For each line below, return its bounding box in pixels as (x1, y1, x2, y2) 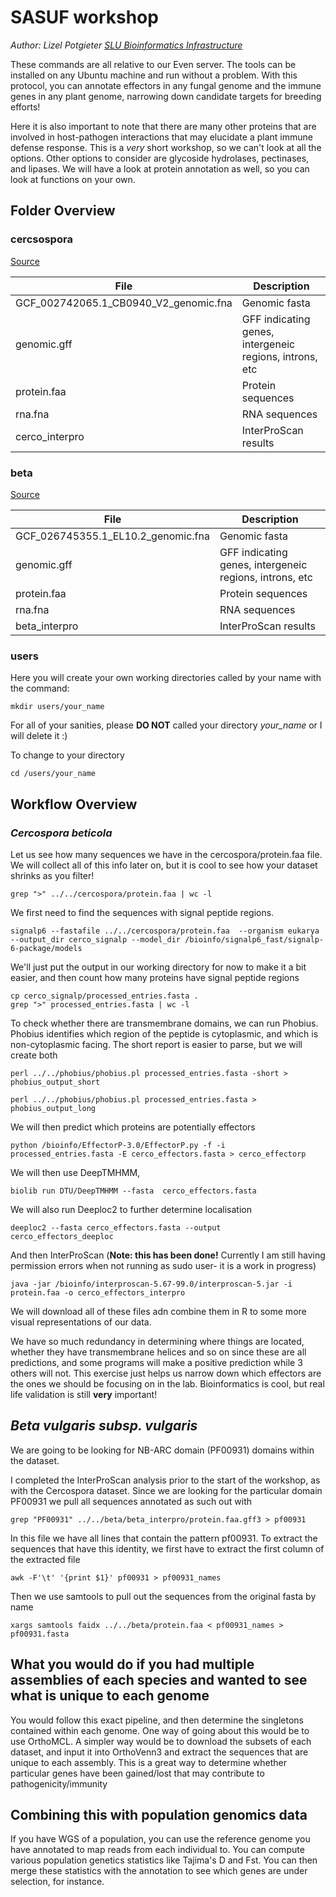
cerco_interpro (15, 429, 85, 443)
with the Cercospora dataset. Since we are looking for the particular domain (10, 1484, 323, 1496)
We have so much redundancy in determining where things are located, (10, 1335, 305, 1347)
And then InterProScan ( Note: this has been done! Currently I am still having (10, 1249, 326, 1261)
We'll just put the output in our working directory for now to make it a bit (10, 961, 307, 973)
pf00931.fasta (10, 1629, 70, 1639)
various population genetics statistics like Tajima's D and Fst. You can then (10, 1854, 318, 1866)
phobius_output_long (10, 1103, 97, 1113)
